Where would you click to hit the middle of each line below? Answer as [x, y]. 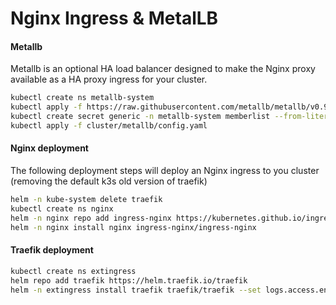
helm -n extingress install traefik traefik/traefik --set [136, 290]
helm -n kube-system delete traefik [86, 200]
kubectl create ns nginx [62, 208]
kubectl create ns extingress [73, 271]
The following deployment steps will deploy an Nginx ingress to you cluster [165, 171]
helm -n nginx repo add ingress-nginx [91, 218]
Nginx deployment [49, 148]
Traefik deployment [52, 250]
